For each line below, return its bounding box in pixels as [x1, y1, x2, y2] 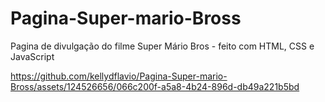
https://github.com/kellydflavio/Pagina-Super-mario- [10, 70, 228, 82]
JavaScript [10, 50, 55, 62]
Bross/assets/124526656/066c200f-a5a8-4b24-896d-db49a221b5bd [10, 80, 300, 92]
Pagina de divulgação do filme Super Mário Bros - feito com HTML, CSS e [10, 40, 315, 52]
